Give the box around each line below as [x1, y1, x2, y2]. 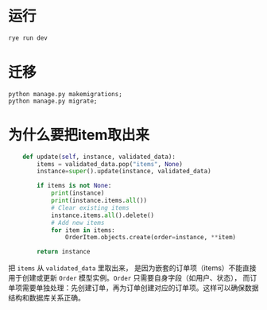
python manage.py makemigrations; [8, 90, 123, 98]
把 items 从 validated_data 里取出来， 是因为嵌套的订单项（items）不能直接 [8, 263, 257, 273]
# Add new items [50, 219, 105, 227]
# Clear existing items [50, 203, 130, 211]
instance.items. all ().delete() [50, 211, 155, 219]
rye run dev [8, 33, 48, 42]
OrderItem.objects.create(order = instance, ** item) [64, 234, 237, 242]
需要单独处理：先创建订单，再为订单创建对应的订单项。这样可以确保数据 [21, 283, 259, 293]
